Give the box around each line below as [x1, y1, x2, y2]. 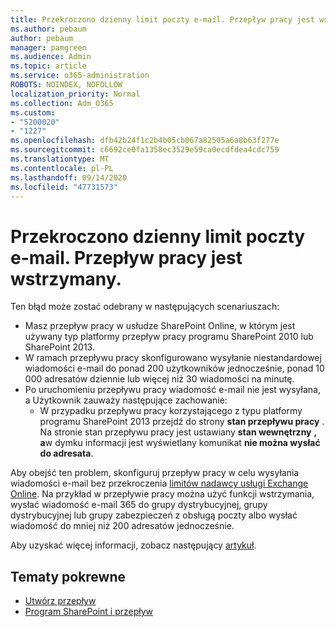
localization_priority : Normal [10, 89, 141, 99]
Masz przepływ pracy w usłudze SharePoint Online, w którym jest [24, 320, 296, 332]
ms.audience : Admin [10, 52, 92, 62]
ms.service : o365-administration [10, 71, 150, 81]
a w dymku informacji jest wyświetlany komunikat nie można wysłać [39, 437, 321, 449]
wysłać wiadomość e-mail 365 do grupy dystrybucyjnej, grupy [10, 499, 268, 511]
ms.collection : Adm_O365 [10, 98, 114, 108]
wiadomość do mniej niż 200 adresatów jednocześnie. [10, 520, 235, 532]
